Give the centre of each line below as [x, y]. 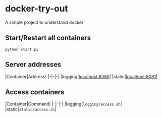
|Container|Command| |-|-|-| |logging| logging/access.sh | [64, 104]
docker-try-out [37, 9]
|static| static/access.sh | [31, 109]
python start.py [22, 49]
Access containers [35, 92]
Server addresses [33, 65]
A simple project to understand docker [44, 22]
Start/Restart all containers [48, 38]
